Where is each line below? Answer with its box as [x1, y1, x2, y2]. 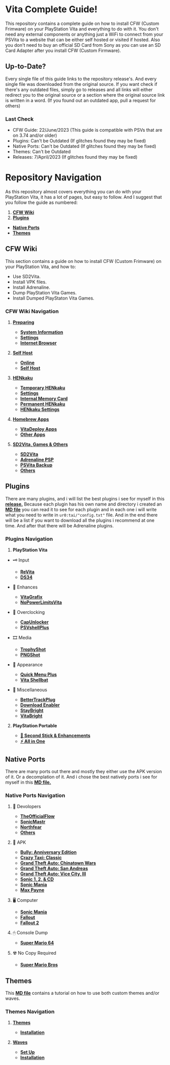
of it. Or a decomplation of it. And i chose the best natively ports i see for [5, 774, 157, 780]
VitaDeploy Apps [20, 426, 57, 432]
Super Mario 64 [20, 940, 54, 946]
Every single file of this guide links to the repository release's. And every [5, 75, 157, 82]
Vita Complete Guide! [5, 4, 98, 15]
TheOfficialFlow [20, 813, 55, 819]
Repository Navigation [5, 172, 102, 184]
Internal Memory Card [20, 396, 68, 402]
